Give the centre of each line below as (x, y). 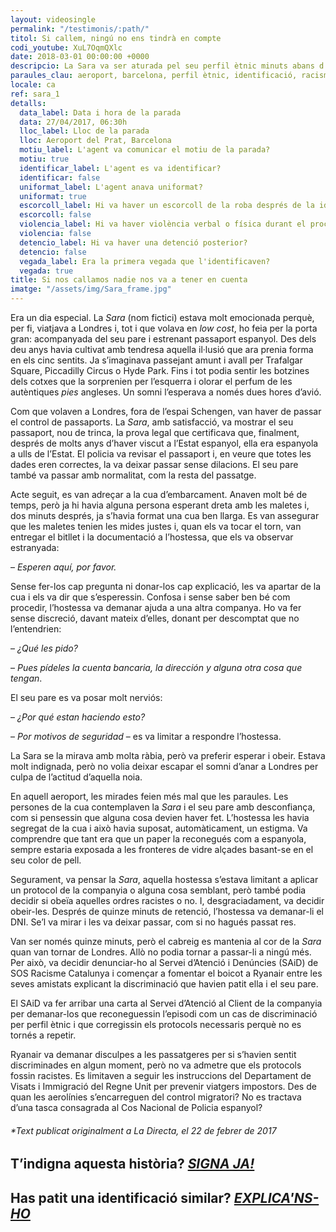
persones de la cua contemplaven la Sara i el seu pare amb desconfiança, (163, 807)
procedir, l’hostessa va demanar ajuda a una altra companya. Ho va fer (156, 607)
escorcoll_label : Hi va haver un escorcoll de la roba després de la (167, 206)
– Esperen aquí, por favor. (63, 567)
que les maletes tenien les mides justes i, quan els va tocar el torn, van (156, 526)
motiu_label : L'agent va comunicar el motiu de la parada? (145, 150)
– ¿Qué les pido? (44, 648)
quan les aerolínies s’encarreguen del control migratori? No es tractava (156, 1097)
